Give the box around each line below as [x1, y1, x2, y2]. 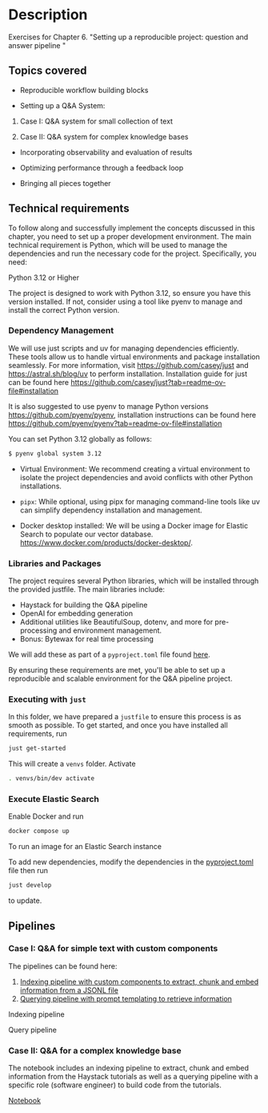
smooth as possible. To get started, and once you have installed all [8, 720, 228, 731]
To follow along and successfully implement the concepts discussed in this [8, 223, 256, 233]
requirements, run [8, 729, 67, 739]
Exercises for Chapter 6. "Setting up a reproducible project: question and [8, 32, 249, 42]
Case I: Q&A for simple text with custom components [8, 943, 218, 954]
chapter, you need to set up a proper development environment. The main [8, 231, 252, 241]
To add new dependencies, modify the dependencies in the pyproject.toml [8, 857, 254, 867]
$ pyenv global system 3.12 [8, 449, 102, 458]
